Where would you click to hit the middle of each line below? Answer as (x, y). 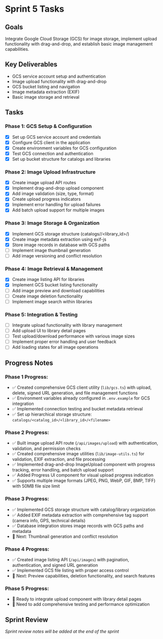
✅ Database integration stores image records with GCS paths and (78, 526)
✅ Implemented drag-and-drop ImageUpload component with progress (83, 465)
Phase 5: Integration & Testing (41, 315)
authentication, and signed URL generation (55, 565)
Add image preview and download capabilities (58, 290)
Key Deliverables (31, 64)
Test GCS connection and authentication (53, 153)
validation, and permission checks (46, 448)
